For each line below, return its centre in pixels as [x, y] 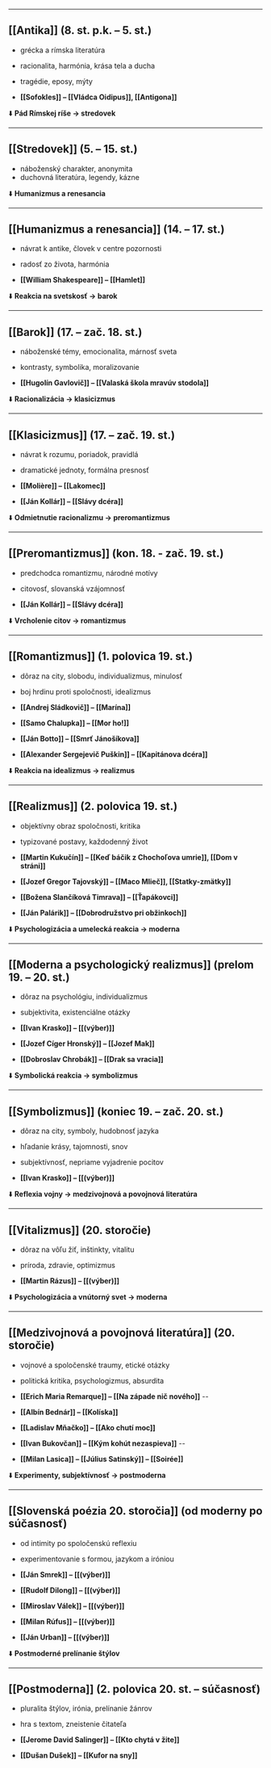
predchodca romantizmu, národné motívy [89, 573]
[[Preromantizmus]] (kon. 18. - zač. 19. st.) [116, 554]
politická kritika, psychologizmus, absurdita [92, 1380]
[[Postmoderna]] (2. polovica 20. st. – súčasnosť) [134, 1689]
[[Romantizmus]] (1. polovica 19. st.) [101, 656]
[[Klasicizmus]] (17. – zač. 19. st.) [92, 435]
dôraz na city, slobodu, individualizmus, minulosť [101, 676]
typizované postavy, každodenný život [84, 842]
